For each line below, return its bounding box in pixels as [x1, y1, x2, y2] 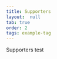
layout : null [6, 14, 41, 20]
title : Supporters [6, 8, 51, 15]
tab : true [6, 19, 31, 25]
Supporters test [6, 46, 44, 53]
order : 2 [6, 25, 28, 31]
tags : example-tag [6, 30, 51, 36]
